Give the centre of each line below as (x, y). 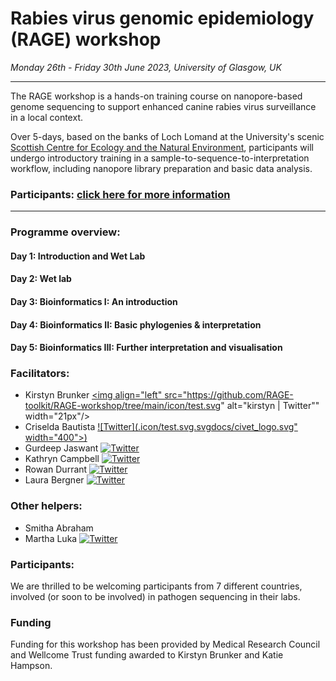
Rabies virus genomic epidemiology (162, 18)
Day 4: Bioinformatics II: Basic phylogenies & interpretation (136, 324)
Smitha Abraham (59, 528)
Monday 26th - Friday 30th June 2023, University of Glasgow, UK (146, 67)
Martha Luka (51, 538)
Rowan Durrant (56, 469)
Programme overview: (65, 232)
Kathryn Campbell (62, 459)
